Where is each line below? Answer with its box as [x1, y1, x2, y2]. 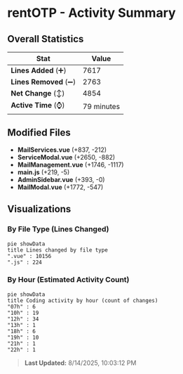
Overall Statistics [7, 33, 84, 45]
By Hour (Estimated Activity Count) [7, 275, 130, 285]
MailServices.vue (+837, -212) [17, 146, 107, 154]
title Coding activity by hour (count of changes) [7, 297, 158, 304]
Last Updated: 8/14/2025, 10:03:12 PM [24, 359, 137, 367]
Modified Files [7, 127, 72, 138]
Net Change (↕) [11, 89, 65, 98]
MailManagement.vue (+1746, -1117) [17, 160, 124, 169]
